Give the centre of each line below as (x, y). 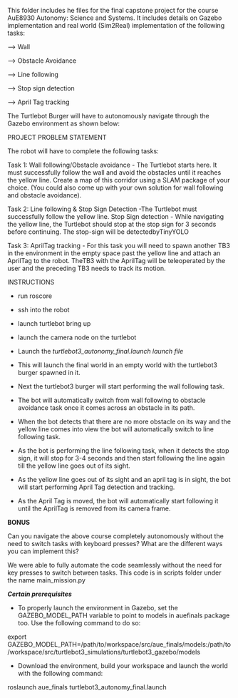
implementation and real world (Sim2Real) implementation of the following (116, 25)
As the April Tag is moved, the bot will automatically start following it (118, 501)
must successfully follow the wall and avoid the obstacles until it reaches (114, 173)
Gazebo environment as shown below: (63, 123)
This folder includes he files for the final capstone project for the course (113, 10)
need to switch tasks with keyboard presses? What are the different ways (115, 544)
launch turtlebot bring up (54, 323)
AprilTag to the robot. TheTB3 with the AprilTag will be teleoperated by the (117, 261)
